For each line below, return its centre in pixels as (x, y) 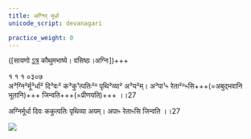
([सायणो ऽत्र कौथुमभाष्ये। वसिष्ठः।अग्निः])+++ (68, 60)
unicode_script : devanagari (56, 23)
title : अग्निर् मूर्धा (34, 16)
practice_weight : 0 (41, 38)
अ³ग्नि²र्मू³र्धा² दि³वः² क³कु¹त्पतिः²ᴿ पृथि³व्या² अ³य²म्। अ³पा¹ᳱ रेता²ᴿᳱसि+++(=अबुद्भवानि (125, 86)
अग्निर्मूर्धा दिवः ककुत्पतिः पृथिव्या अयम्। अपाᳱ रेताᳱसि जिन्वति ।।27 (95, 111)
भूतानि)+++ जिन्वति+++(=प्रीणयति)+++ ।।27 (72, 95)
